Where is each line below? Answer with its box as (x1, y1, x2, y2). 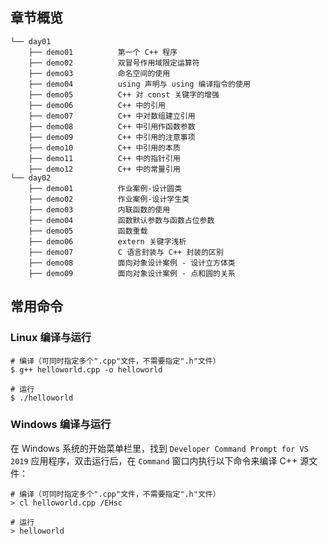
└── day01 (10, 36, 52, 47)
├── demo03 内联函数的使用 (28, 204, 171, 215)
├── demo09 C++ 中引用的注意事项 (28, 132, 196, 142)
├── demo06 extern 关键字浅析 (28, 236, 187, 247)
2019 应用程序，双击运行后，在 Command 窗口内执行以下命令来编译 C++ (10, 454, 298, 467)
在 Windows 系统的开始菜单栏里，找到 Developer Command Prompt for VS (10, 442, 309, 454)
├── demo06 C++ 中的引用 (28, 100, 167, 110)
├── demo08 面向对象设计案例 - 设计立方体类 (28, 258, 236, 268)
